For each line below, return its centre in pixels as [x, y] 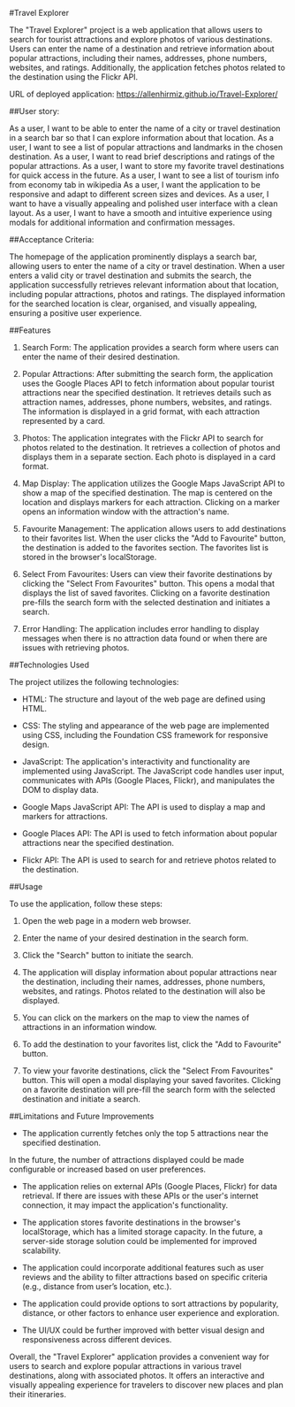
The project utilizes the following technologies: [94, 682]
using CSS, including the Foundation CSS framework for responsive [145, 735]
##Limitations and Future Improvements [82, 1116]
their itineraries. [38, 1394]
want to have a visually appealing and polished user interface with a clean [144, 204]
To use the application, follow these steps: [86, 903]
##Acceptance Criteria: [52, 239]
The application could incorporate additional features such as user [143, 1268]
